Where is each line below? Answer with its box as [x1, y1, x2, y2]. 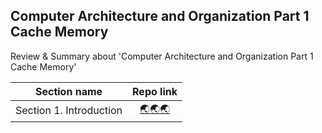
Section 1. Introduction [15, 104, 123, 118]
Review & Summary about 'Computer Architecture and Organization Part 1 [10, 50, 314, 62]
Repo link [132, 84, 178, 98]
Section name [34, 84, 103, 98]
